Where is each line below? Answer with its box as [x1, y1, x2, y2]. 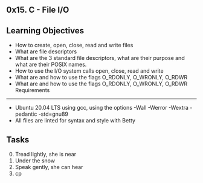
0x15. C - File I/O [6, 5, 69, 15]
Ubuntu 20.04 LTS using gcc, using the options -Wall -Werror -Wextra [14, 104, 189, 111]
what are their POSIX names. [14, 61, 87, 68]
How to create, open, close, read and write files [14, 42, 134, 49]
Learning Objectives [6, 25, 85, 36]
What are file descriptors [14, 48, 77, 55]
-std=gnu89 [38, 110, 68, 118]
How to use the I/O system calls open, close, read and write [14, 67, 164, 75]
